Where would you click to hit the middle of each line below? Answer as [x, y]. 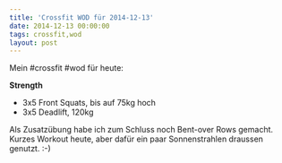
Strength [26, 85]
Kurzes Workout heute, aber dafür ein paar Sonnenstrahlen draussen [137, 139]
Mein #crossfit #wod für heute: [66, 68]
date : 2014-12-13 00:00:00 [60, 26]
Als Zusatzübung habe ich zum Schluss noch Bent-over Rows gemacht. [141, 130]
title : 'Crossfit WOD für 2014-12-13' [81, 17]
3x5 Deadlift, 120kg [58, 112]
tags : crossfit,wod [46, 34]
